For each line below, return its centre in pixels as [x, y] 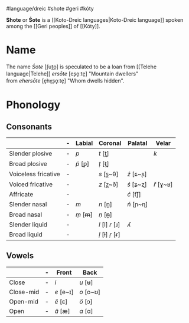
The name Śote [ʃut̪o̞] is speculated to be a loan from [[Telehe [82, 67]
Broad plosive [28, 163]
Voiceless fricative [35, 174]
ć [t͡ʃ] [134, 194]
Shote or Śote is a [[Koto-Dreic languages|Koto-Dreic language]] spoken [95, 20]
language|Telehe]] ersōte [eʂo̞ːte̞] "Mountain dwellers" [72, 74]
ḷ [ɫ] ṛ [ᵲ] [109, 234]
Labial [84, 143]
